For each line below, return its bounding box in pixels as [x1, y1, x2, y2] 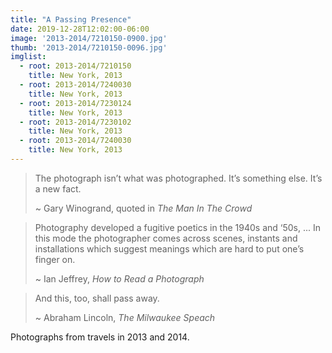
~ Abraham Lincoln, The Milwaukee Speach [34, 311, 216, 323]
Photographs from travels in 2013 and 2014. [10, 331, 190, 343]
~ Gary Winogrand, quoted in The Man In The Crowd [34, 202, 253, 214]
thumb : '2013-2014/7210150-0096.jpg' [10, 42, 168, 53]
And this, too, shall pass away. [34, 292, 160, 304]
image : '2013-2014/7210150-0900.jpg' [10, 33, 168, 43]
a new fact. [34, 182, 82, 195]
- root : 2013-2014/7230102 [19, 117, 132, 127]
